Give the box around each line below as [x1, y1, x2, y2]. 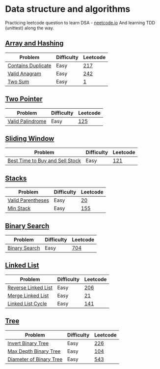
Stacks [5, 174, 27, 183]
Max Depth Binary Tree [7, 348, 61, 355]
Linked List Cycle [7, 300, 47, 307]
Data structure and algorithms [5, 3, 131, 15]
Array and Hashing [5, 39, 64, 48]
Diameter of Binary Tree [7, 356, 63, 363]
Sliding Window [5, 134, 54, 143]
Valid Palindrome [7, 118, 47, 124]
